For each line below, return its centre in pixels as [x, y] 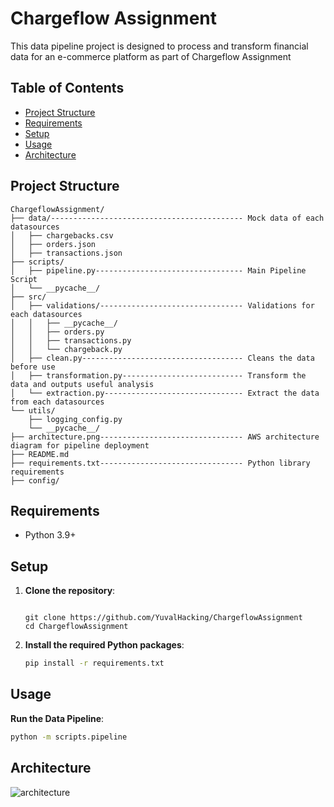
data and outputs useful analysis [82, 384]
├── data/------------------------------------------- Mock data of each [167, 218]
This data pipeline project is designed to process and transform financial [159, 46]
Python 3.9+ [50, 535]
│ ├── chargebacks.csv [62, 235]
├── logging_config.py [75, 419]
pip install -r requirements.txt [94, 663]
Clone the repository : [70, 591]
